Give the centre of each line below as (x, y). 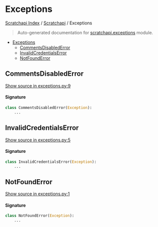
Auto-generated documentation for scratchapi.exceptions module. (85, 32)
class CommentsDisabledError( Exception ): (49, 108)
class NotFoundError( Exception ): (40, 216)
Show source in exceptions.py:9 (38, 86)
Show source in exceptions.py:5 (38, 140)
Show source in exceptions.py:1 (38, 194)
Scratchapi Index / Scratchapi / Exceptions (49, 23)
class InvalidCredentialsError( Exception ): (51, 162)
